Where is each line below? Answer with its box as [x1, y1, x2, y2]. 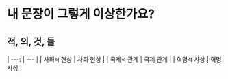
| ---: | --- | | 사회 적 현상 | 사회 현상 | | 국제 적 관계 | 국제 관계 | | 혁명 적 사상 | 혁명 [7, 56, 222, 63]
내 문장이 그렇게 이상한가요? [7, 6, 155, 22]
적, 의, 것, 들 [7, 36, 55, 47]
